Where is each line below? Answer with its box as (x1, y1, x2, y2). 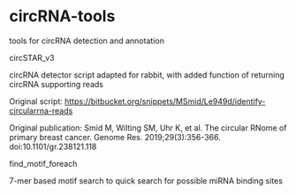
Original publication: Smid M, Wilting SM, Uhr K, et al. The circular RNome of (9, 122, 287, 133)
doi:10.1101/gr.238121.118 (9, 141, 97, 152)
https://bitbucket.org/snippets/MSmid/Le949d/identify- (65, 95, 266, 107)
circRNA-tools (9, 6, 116, 26)
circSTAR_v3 (9, 52, 55, 63)
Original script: (9, 95, 64, 107)
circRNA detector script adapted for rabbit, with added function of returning (9, 69, 285, 80)
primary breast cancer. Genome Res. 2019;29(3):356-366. (9, 131, 221, 142)
